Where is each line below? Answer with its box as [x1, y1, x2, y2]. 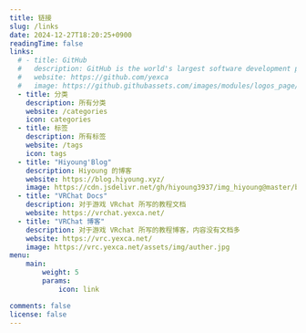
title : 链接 [9, 13, 52, 23]
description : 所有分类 [25, 98, 107, 108]
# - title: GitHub [17, 56, 88, 65]
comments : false [9, 301, 71, 310]
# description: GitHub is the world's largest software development [17, 65, 291, 74]
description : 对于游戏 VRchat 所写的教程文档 [25, 200, 187, 210]
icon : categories [25, 115, 92, 124]
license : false [9, 309, 67, 319]
